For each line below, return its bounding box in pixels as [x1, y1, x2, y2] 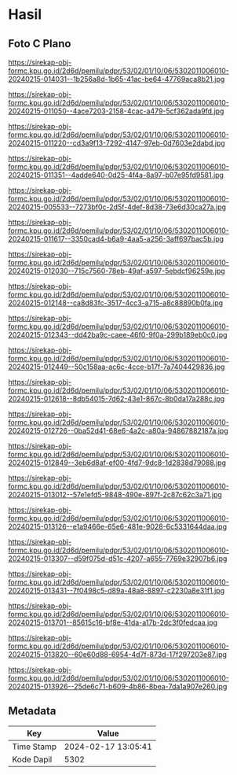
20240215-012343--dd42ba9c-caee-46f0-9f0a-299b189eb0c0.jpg [8, 330, 228, 339]
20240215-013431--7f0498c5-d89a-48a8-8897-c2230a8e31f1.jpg [8, 586, 225, 595]
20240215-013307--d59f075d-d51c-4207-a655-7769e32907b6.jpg [8, 554, 228, 563]
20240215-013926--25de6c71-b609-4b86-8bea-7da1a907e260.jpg [8, 682, 228, 691]
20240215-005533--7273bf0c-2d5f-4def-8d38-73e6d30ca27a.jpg [8, 202, 226, 212]
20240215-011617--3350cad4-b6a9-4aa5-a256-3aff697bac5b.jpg [8, 234, 224, 243]
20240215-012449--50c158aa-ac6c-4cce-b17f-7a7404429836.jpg [8, 362, 225, 371]
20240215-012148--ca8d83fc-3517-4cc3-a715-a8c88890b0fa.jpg [8, 298, 224, 308]
